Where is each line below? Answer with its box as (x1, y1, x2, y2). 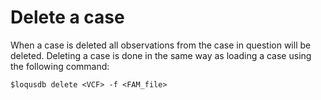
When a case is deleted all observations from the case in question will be (10, 39, 312, 51)
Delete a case (10, 6, 125, 29)
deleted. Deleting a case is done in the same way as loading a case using (10, 49, 312, 61)
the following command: (10, 60, 110, 72)
